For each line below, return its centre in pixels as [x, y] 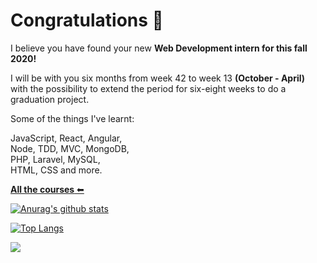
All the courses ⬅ [47, 189]
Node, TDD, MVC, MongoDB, [70, 148]
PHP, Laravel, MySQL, [55, 159]
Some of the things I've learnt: [72, 118]
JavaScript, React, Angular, [66, 138]
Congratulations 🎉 [87, 20]
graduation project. [50, 99]
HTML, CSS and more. [56, 170]
